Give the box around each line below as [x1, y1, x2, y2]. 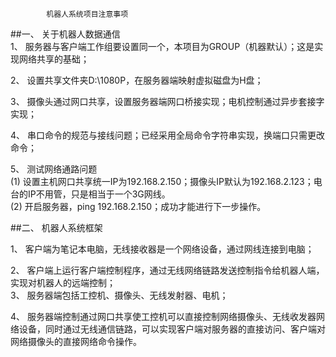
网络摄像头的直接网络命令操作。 [10, 336, 142, 347]
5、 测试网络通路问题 [10, 163, 98, 175]
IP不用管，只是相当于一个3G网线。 [27, 188, 171, 200]
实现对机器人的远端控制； [10, 277, 116, 288]
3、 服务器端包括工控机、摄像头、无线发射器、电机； [10, 289, 229, 301]
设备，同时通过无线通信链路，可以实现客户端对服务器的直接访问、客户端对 [18, 323, 326, 335]
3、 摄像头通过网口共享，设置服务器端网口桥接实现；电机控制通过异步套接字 [10, 96, 325, 107]
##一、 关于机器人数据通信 [10, 28, 121, 40]
